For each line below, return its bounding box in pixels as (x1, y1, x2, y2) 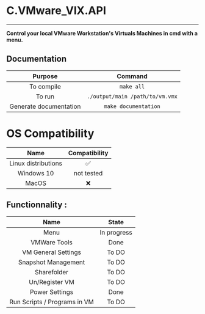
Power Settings (29, 288, 74, 296)
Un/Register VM (29, 277, 74, 286)
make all (119, 83, 145, 90)
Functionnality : (6, 200, 67, 210)
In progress (99, 228, 132, 236)
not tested (73, 169, 103, 177)
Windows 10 (17, 169, 54, 177)
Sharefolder (34, 268, 69, 276)
